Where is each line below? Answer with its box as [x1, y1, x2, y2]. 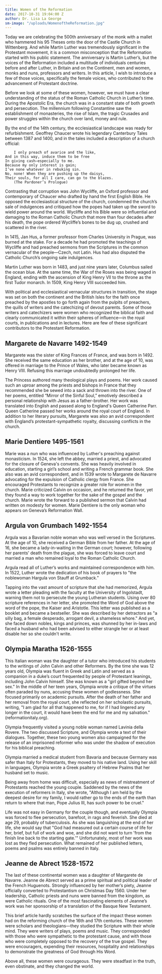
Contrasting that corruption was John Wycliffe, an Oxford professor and [5, 188, 148, 195]
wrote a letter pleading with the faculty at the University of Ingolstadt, [5, 589, 144, 595]
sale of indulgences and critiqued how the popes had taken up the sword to [5, 204, 156, 210]
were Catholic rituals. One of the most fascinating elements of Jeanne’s [5, 898, 147, 904]
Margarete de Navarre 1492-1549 [5, 339, 108, 348]
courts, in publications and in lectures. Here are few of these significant [5, 320, 147, 326]
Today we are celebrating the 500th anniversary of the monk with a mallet [5, 34, 152, 40]
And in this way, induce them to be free [5, 154, 90, 159]
